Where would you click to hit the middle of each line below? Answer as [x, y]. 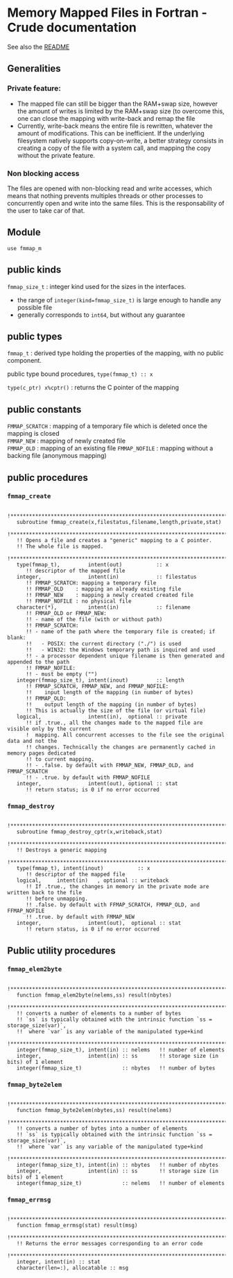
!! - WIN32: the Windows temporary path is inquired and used [120, 650]
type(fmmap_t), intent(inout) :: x [83, 869]
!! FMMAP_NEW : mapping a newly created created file [110, 595]
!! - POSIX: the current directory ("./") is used [103, 644]
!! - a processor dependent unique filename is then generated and [125, 656]
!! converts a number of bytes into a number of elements [102, 1129]
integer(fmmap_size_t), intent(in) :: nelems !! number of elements [121, 1050]
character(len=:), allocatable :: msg [72, 1268]
